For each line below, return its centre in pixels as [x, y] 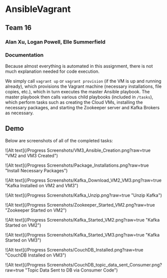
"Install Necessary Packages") [37, 170]
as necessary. [19, 113]
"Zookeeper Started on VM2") [36, 210]
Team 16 [18, 28]
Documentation [24, 55]
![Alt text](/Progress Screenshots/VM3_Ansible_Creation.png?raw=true [78, 150]
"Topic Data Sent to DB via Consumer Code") [72, 270]
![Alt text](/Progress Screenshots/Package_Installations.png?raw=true [77, 165]
